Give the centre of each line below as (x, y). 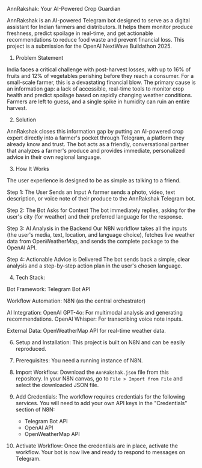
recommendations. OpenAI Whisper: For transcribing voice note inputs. (95, 319)
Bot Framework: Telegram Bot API (49, 289)
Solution (26, 120)
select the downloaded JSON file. (57, 385)
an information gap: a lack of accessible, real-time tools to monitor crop (96, 89)
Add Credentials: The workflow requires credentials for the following (100, 397)
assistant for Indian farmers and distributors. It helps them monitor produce (100, 27)
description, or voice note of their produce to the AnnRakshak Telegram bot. (101, 198)
